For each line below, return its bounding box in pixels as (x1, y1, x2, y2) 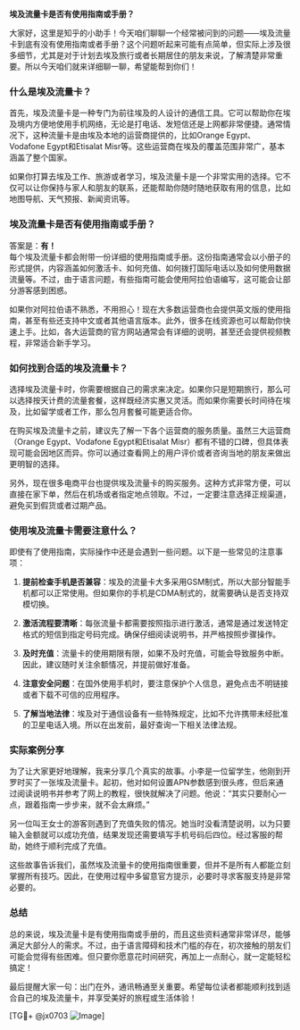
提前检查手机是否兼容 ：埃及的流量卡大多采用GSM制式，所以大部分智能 (21, 576, 283, 588)
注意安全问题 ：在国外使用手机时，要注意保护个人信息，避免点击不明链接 (21, 678, 288, 689)
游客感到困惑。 (16, 285, 72, 296)
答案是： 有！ (9, 240, 56, 251)
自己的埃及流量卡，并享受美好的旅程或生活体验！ (16, 992, 197, 1003)
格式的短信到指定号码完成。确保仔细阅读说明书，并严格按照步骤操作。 (21, 629, 281, 640)
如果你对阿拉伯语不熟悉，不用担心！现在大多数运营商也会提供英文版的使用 (9, 304, 283, 314)
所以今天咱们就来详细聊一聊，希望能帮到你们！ (24, 62, 197, 71)
